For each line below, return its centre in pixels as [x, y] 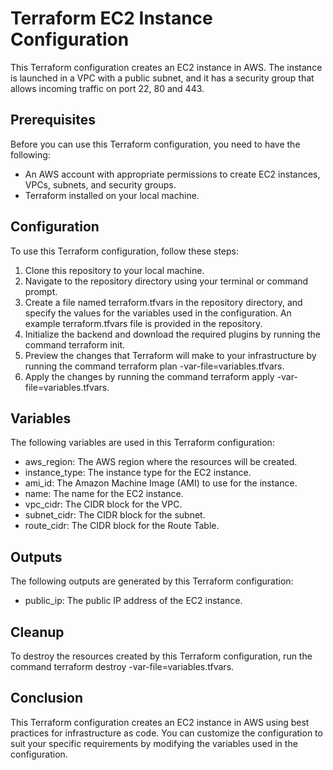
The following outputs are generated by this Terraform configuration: [152, 581]
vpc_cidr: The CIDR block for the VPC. [103, 504]
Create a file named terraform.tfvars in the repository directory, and [163, 302]
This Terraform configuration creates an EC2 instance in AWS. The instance [166, 67]
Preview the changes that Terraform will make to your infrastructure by [170, 355]
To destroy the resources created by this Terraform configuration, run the [161, 656]
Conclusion [47, 698]
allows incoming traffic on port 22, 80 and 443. [107, 88]
